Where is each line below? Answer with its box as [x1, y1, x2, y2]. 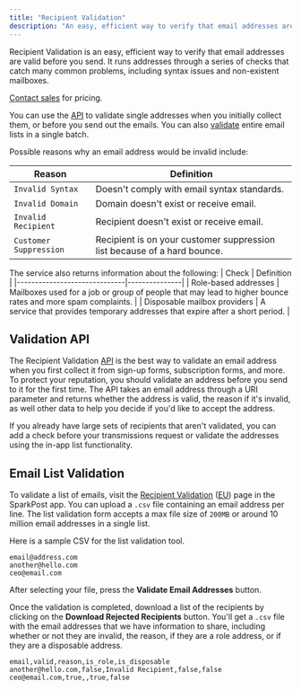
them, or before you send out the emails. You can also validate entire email [9, 119, 285, 130]
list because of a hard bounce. [95, 244, 224, 257]
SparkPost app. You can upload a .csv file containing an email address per [9, 500, 285, 510]
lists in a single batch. [9, 128, 90, 139]
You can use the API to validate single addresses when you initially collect [9, 110, 282, 120]
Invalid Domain [13, 199, 79, 208]
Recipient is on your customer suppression [95, 233, 276, 245]
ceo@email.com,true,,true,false [9, 673, 130, 683]
